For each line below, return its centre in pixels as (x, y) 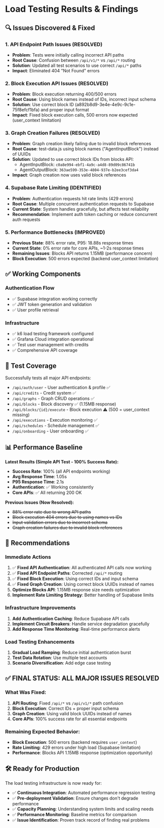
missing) (21, 415)
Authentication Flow (30, 288)
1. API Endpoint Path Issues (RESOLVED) (54, 44)
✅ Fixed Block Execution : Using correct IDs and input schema (75, 579)
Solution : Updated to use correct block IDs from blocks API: (73, 159)
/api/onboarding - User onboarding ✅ (50, 431)
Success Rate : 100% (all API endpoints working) (61, 471)
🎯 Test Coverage (31, 366)
